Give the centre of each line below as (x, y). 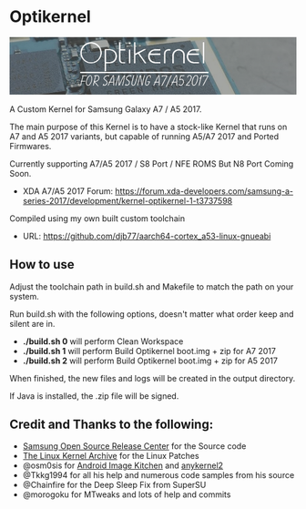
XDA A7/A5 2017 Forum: (68, 191)
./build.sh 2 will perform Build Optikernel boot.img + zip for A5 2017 (150, 361)
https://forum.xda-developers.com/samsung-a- (204, 191)
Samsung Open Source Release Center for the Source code (134, 446)
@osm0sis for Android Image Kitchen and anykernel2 (123, 465)
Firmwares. (31, 146)
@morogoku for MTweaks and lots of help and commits (127, 494)
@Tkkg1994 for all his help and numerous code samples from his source (158, 475)
